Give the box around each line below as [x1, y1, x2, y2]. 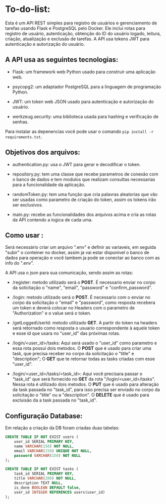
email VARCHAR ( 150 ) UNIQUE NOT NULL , [14, 448, 92, 453]
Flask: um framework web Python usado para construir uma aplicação [12, 69, 156, 75]
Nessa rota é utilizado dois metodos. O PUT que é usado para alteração [12, 382, 159, 388]
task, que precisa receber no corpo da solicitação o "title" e [12, 351, 134, 357]
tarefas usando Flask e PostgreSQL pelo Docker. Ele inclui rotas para [5, 25, 145, 31]
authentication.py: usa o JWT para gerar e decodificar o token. [12, 161, 141, 167]
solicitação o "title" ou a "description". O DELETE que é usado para [12, 392, 150, 398]
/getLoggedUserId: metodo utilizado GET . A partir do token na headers [12, 320, 158, 326]
